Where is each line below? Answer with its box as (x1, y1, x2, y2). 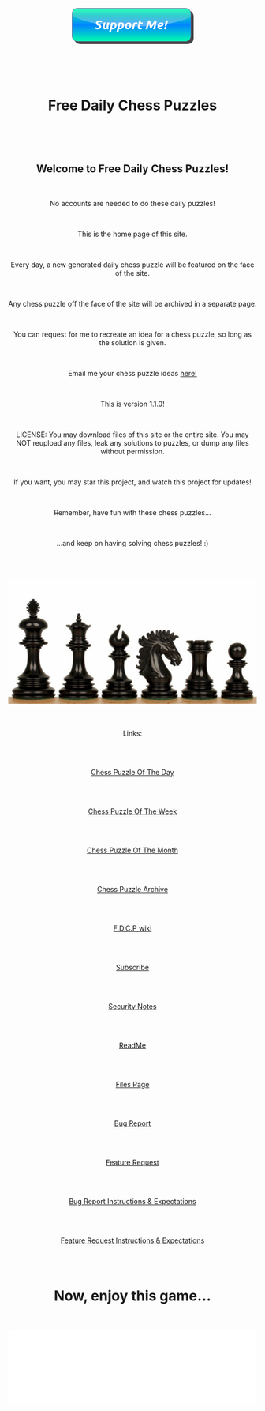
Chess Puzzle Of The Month (86, 845, 179, 855)
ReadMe (118, 1040, 147, 1050)
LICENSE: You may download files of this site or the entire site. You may (16, 430, 249, 439)
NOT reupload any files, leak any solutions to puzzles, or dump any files (15, 438, 250, 447)
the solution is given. (99, 337, 166, 347)
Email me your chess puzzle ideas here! (68, 368, 197, 378)
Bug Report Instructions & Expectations (69, 1196, 196, 1206)
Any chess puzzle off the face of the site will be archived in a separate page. (8, 299, 257, 308)
